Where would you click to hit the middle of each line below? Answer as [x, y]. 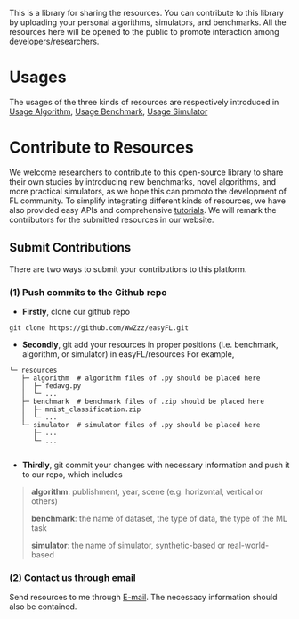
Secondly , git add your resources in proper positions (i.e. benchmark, [150, 344]
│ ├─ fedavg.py [51, 386]
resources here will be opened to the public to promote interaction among [144, 32]
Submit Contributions [70, 248]
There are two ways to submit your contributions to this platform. [128, 269]
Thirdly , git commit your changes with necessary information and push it [156, 465]
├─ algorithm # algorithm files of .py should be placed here [141, 378]
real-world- [248, 545]
